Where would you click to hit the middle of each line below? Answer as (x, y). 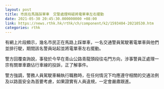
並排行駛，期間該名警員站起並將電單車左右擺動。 (54, 48)
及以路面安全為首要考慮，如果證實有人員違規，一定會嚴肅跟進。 (69, 82)
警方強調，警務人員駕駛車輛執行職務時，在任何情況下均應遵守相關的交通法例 (82, 75)
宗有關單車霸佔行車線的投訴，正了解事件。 (48, 65)
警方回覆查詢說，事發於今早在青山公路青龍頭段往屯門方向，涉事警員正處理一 (82, 59)
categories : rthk (23, 28)
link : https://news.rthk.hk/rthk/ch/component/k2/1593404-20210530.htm (79, 23)
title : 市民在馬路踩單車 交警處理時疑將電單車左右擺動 (54, 14)
